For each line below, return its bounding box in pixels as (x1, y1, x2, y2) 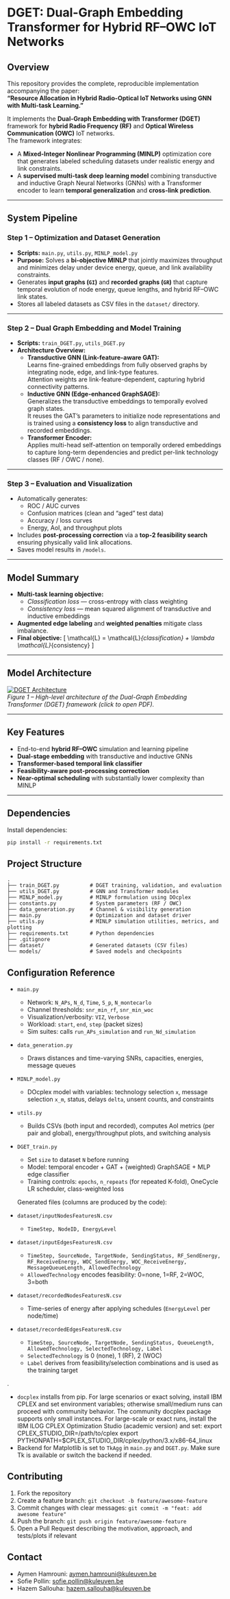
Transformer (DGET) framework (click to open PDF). (7, 700, 155, 708)
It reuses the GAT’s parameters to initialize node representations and (27, 412, 220, 420)
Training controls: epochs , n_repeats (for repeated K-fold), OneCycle (27, 1178, 219, 1186)
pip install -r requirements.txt (7, 839, 103, 846)
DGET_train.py (16, 1144, 57, 1150)
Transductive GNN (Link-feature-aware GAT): (27, 353, 159, 362)
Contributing (7, 1471, 63, 1482)
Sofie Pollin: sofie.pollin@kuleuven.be (16, 1576, 124, 1585)
